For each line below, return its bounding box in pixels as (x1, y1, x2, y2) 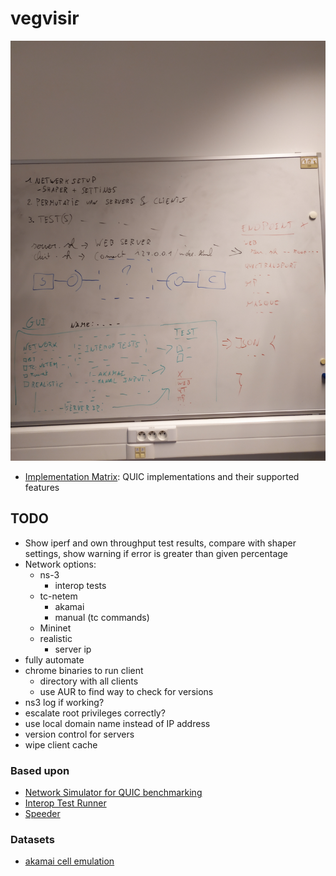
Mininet (39, 622, 72, 634)
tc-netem (39, 590, 78, 602)
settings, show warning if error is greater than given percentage (24, 547, 289, 559)
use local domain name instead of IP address (24, 717, 211, 729)
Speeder (24, 808, 61, 820)
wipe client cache (24, 738, 98, 751)
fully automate (24, 653, 85, 666)
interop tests (54, 579, 107, 591)
